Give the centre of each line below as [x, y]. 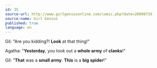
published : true [22, 23]
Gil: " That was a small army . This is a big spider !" [56, 60]
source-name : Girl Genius [31, 18]
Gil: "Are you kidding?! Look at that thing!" [47, 41]
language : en [18, 28]
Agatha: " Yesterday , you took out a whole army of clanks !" [65, 51]
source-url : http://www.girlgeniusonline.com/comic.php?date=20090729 [79, 14]
